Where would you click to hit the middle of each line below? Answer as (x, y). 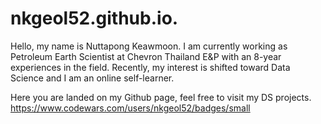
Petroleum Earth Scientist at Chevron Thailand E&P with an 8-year (146, 56)
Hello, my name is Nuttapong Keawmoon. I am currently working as (149, 46)
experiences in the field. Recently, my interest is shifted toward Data (150, 67)
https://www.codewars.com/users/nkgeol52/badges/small (130, 108)
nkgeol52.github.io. (94, 18)
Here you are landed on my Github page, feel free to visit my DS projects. (161, 97)
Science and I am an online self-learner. (92, 78)
